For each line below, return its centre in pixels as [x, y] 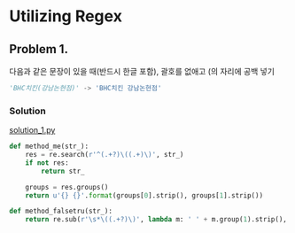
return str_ [63, 171]
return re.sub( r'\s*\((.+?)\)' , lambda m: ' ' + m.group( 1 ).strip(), [156, 220]
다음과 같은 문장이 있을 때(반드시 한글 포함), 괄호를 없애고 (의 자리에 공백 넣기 [142, 71]
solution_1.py [32, 130]
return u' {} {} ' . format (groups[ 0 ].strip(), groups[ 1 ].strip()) [144, 195]
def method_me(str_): [49, 147]
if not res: [47, 163]
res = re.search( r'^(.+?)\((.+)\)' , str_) [105, 155]
